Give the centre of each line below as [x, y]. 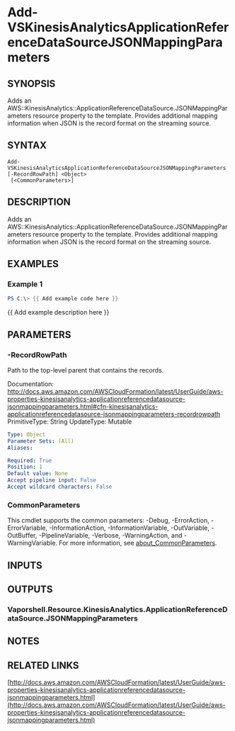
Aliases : [20, 448]
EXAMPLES [33, 264]
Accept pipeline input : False [52, 480]
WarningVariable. [33, 543]
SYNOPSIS [31, 83]
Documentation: [31, 384]
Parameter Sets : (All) [41, 441]
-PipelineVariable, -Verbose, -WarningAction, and [110, 535]
